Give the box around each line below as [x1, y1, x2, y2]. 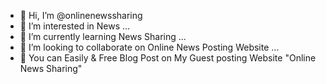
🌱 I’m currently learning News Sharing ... [19, 31, 187, 42]
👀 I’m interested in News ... [19, 20, 131, 32]
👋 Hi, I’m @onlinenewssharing [19, 10, 143, 21]
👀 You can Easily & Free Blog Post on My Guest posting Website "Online [19, 52, 317, 64]
